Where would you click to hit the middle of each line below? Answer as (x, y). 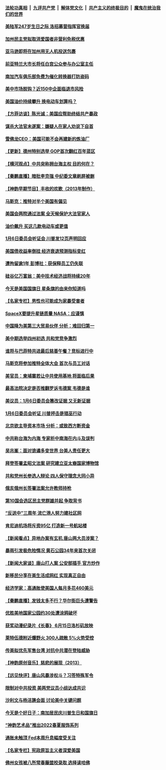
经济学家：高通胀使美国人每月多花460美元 (49, 588)
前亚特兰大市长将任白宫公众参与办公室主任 (49, 64)
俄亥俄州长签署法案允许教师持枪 (38, 488)
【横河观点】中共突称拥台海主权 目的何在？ (50, 163)
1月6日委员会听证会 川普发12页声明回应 (46, 239)
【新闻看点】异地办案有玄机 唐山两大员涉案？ (52, 538)
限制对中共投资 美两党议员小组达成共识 (46, 688)
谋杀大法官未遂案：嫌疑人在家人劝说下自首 (49, 126)
